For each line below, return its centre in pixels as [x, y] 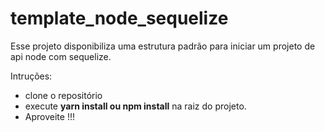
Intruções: [31, 76]
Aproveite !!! [49, 116]
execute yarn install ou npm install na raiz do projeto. [135, 106]
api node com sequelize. [61, 56]
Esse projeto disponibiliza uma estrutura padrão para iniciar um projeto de [163, 46]
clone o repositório [63, 95]
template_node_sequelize [119, 18]
